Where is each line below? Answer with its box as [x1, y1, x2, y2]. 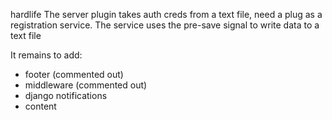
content [24, 100, 57, 112]
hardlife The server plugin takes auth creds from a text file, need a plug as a [10, 9, 323, 20]
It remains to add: [10, 49, 83, 61]
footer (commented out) [24, 69, 124, 80]
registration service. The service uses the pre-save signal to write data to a [10, 19, 320, 31]
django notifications [24, 90, 108, 101]
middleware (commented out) [24, 79, 148, 91]
